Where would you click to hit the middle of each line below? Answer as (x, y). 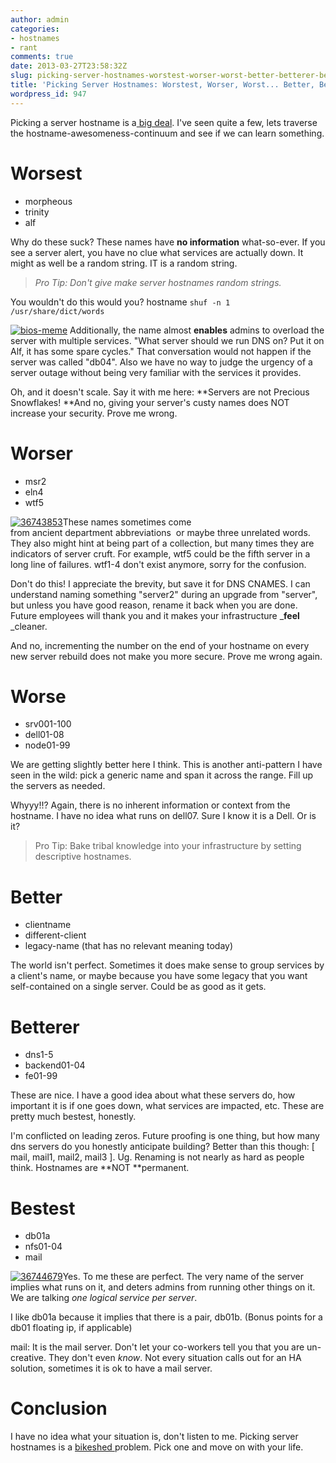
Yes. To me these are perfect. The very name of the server (183, 1277)
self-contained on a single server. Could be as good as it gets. (138, 987)
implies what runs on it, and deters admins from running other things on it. (163, 1287)
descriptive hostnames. (83, 857)
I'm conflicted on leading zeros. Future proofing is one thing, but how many (165, 1136)
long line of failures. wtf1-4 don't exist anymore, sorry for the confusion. (158, 564)
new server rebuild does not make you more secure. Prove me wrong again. (166, 656)
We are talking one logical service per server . (104, 1298)
